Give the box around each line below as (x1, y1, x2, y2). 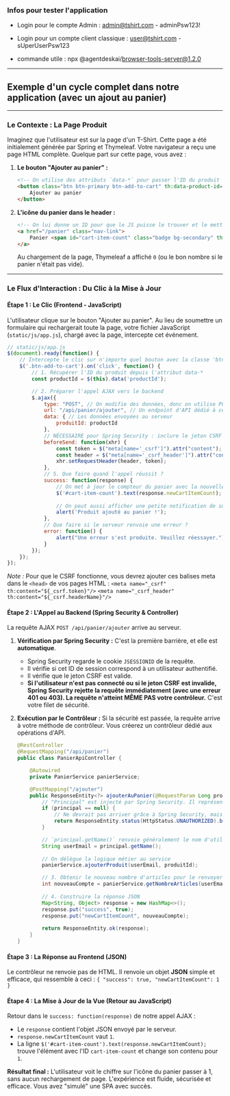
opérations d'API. (16, 728, 66, 737)
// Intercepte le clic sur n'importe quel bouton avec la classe (19, 357, 210, 364)
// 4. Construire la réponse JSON (42, 893, 140, 900)
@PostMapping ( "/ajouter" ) (29, 786, 104, 793)
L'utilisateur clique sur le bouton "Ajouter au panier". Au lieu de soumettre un (7, 316, 222, 324)
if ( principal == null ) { (42, 805, 116, 812)
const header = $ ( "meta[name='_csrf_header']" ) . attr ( (55, 451, 213, 459)
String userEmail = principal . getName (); (42, 843, 162, 850)
